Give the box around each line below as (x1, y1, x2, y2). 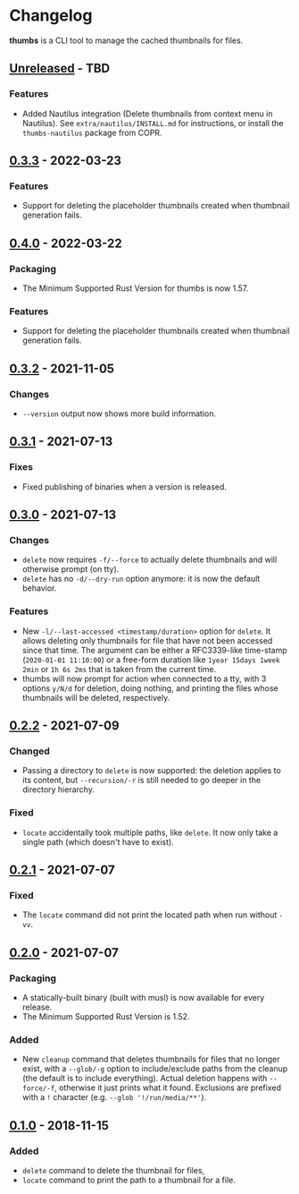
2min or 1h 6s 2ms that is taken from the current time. (21, 663, 217, 674)
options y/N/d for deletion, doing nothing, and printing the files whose (21, 682, 278, 694)
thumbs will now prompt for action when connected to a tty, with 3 (21, 673, 267, 684)
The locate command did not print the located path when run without (21, 909, 278, 920)
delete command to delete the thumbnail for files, (21, 1165, 205, 1175)
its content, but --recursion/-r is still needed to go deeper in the (21, 775, 262, 786)
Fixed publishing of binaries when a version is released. (21, 481, 228, 492)
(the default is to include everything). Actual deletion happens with (21, 1073, 268, 1084)
